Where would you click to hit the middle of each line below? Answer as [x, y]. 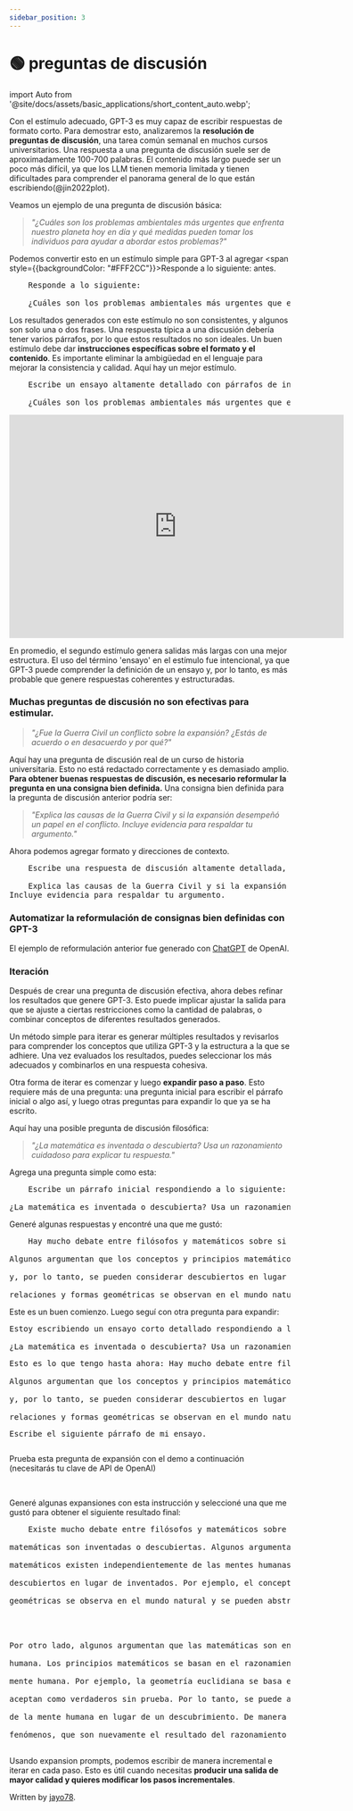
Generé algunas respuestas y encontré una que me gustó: [116, 1224]
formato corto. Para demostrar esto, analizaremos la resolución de [132, 130]
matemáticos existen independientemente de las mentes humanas [150, 1565]
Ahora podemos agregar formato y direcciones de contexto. [119, 851]
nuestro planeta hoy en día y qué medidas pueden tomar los [142, 231]
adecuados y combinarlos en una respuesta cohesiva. [108, 1065]
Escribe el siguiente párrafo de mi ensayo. [108, 1434]
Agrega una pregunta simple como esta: [83, 1172]
